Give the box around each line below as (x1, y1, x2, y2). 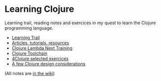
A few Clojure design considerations (11, 61, 86, 67)
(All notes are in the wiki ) (4, 70, 55, 76)
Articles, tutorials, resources (11, 40, 69, 45)
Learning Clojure (4, 3, 74, 15)
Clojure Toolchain (11, 50, 48, 56)
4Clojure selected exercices (11, 55, 69, 61)
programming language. (4, 25, 54, 31)
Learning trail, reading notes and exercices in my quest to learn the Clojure (4, 20, 156, 26)
